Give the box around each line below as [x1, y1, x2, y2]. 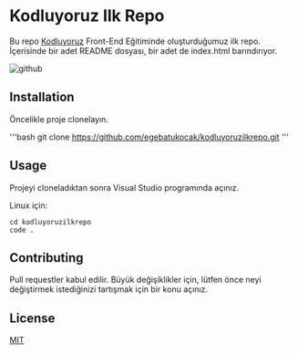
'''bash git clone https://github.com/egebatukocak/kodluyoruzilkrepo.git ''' [9, 131, 290, 142]
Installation [9, 89, 75, 105]
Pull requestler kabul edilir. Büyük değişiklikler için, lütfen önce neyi [9, 275, 262, 286]
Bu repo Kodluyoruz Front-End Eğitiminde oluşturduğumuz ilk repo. [9, 36, 262, 47]
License [9, 310, 56, 326]
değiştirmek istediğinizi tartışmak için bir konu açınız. [9, 284, 208, 295]
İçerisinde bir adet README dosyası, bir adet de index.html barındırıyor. [9, 45, 278, 56]
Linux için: [9, 200, 48, 211]
